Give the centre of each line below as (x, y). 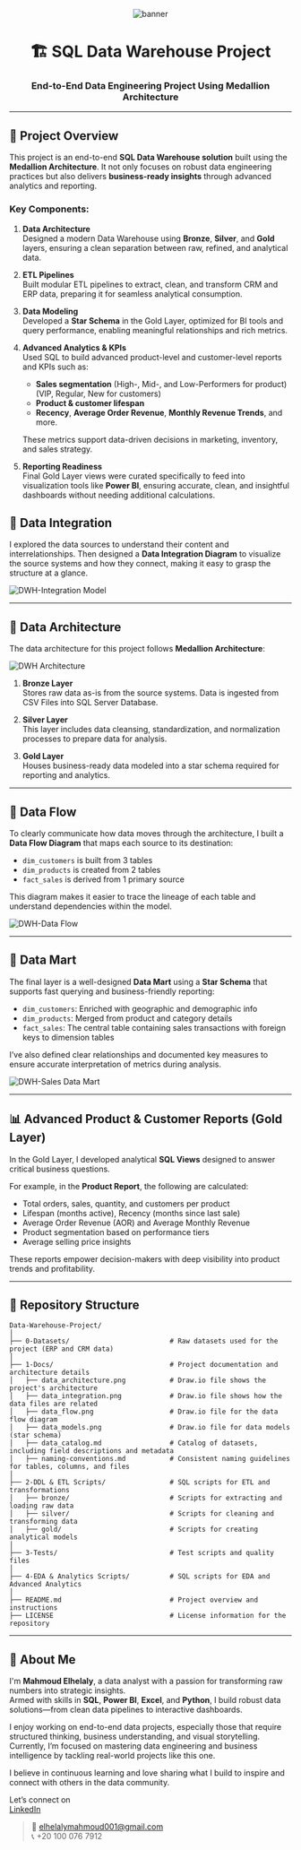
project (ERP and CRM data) (62, 1349)
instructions (34, 1608)
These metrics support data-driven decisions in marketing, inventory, (150, 439)
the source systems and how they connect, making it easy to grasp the (140, 564)
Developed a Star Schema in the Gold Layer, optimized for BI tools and (153, 320)
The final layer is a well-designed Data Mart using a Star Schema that (138, 981)
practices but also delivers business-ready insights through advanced (140, 177)
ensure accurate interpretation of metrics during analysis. (116, 1064)
